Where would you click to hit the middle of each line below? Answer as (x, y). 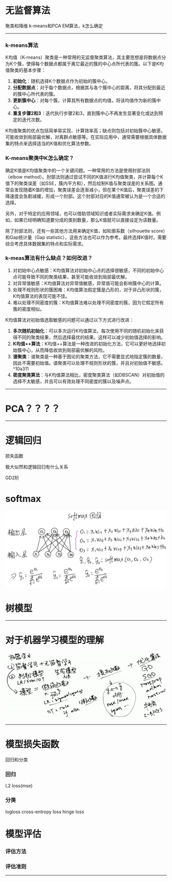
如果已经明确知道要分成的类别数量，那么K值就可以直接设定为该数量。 (88, 220)
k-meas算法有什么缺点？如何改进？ (49, 258)
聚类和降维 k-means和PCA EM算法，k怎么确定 (54, 26)
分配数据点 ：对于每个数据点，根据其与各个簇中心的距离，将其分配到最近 (89, 87)
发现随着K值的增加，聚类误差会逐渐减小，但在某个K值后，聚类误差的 (87, 190)
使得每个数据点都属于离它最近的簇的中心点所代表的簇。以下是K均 (95, 64)
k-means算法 (22, 45)
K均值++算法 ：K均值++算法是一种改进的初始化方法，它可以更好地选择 (87, 344)
